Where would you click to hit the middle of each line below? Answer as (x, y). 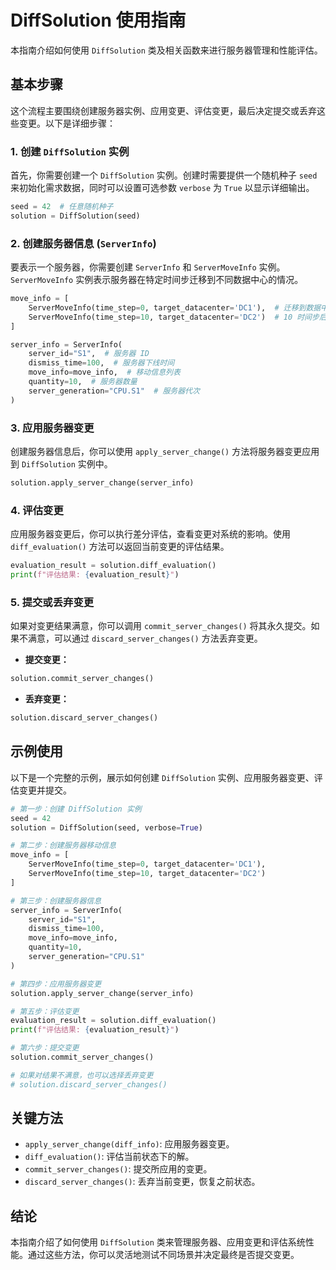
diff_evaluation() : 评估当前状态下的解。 (109, 1157)
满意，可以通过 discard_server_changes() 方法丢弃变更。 (145, 638)
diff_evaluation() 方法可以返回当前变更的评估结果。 (120, 547)
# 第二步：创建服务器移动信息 (63, 846)
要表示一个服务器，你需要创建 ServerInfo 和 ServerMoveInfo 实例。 (148, 267)
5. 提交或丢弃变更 (52, 602)
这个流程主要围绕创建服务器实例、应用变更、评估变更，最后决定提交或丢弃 (163, 110)
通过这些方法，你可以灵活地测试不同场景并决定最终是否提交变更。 (163, 1255)
